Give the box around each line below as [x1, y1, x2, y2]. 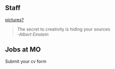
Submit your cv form [5, 58, 47, 64]
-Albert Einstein [17, 31, 49, 37]
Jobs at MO [5, 46, 41, 54]
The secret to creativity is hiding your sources [17, 26, 111, 32]
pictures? [5, 17, 24, 22]
